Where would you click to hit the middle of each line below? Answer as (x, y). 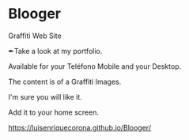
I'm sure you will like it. (45, 96)
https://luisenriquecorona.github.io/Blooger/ (80, 127)
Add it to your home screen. (53, 112)
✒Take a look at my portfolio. (55, 51)
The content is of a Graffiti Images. (65, 81)
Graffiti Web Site (35, 36)
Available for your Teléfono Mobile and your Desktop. (95, 66)
